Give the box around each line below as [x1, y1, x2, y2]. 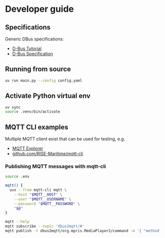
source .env [5, 174, 29, 179]
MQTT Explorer [12, 146, 43, 151]
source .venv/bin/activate [5, 109, 60, 114]
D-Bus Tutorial [12, 46, 42, 51]
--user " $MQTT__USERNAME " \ [14, 197, 71, 202]
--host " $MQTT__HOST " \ [14, 192, 63, 197]
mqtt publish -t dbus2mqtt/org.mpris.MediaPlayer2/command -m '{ [5, 229, 141, 234]
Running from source [5, 65, 71, 73]
